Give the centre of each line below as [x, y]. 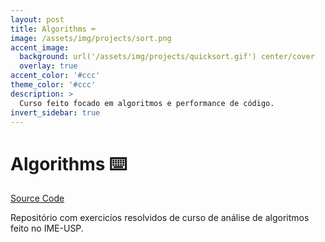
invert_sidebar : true [55, 112]
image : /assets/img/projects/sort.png [91, 38]
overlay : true [48, 66]
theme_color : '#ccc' [53, 85]
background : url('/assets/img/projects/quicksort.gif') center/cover [167, 57]
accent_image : [40, 47]
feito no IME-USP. [47, 228]
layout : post [37, 19]
